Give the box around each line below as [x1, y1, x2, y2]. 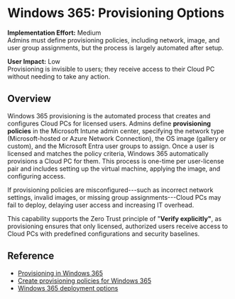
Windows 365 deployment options [17, 283, 119, 292]
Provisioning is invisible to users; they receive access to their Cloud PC [7, 64, 215, 73]
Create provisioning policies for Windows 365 [17, 276, 151, 285]
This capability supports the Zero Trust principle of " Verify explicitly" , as [7, 214, 222, 222]
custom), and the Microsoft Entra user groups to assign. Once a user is [7, 142, 214, 150]
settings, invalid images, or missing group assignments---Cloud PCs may [7, 193, 222, 201]
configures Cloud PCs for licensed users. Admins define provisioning [7, 119, 212, 128]
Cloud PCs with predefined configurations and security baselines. [7, 229, 200, 238]
